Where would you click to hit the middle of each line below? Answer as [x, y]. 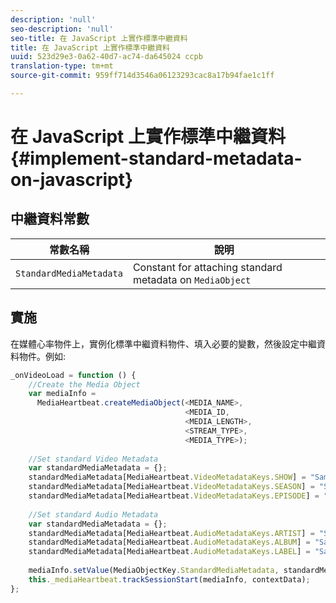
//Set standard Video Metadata [93, 459]
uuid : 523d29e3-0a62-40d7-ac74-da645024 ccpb [106, 57]
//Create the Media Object [84, 384]
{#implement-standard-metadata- [156, 158]
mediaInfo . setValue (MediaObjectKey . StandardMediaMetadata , [154, 571]
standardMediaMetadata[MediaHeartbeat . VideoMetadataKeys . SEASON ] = [171, 487]
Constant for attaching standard [207, 267]
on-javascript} [72, 180]
